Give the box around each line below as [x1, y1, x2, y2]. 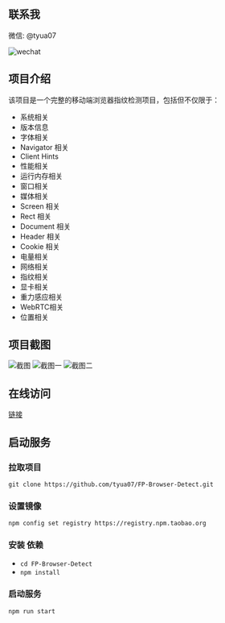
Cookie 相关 [19, 241, 60, 251]
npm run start [8, 607, 56, 615]
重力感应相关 [19, 292, 63, 301]
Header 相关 [19, 231, 62, 241]
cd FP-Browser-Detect [19, 559, 92, 568]
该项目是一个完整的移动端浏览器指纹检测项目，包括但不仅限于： [8, 95, 219, 105]
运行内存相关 [19, 171, 63, 181]
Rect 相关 [19, 211, 52, 221]
